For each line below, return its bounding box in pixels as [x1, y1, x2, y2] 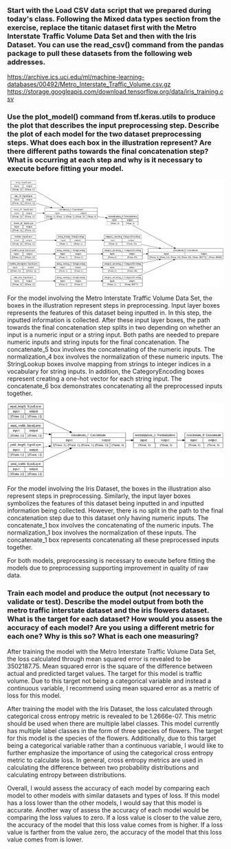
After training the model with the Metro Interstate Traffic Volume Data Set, [7, 647, 217, 655]
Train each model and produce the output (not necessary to [7, 588, 210, 598]
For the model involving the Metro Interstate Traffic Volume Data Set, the [7, 294, 213, 302]
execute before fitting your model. [7, 164, 124, 174]
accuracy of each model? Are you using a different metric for [7, 623, 214, 632]
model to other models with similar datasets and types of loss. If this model [7, 791, 220, 799]
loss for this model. [7, 691, 62, 699]
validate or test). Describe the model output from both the [7, 597, 204, 607]
